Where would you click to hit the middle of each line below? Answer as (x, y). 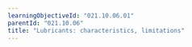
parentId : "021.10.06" (46, 23)
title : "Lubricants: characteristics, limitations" (96, 30)
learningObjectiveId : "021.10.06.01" (71, 16)
